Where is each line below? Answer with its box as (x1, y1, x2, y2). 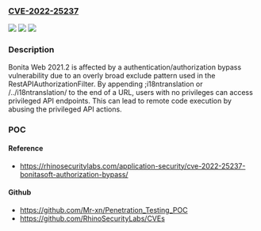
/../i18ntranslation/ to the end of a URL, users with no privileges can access (8, 87, 254, 97)
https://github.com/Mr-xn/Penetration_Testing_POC (19, 205, 188, 214)
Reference (8, 144, 44, 153)
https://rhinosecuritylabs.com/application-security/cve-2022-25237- (19, 161, 246, 171)
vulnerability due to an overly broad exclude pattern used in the (8, 70, 216, 80)
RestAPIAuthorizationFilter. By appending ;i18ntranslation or (8, 79, 204, 89)
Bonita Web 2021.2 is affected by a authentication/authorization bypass (8, 62, 242, 72)
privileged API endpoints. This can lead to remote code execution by (8, 96, 232, 105)
